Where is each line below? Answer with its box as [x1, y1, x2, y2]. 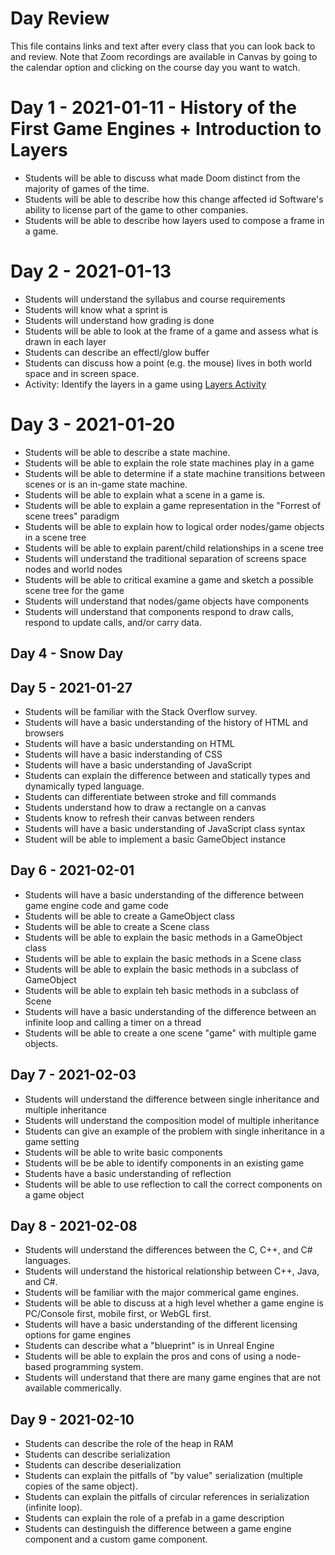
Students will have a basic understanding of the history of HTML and [24, 716, 309, 728]
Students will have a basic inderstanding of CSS [24, 748, 223, 760]
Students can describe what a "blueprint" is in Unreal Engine [24, 1340, 275, 1352]
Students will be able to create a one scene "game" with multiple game [24, 1027, 317, 1039]
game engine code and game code [24, 899, 170, 911]
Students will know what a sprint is [24, 303, 168, 316]
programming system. [53, 1361, 144, 1373]
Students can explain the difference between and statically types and [24, 769, 311, 781]
